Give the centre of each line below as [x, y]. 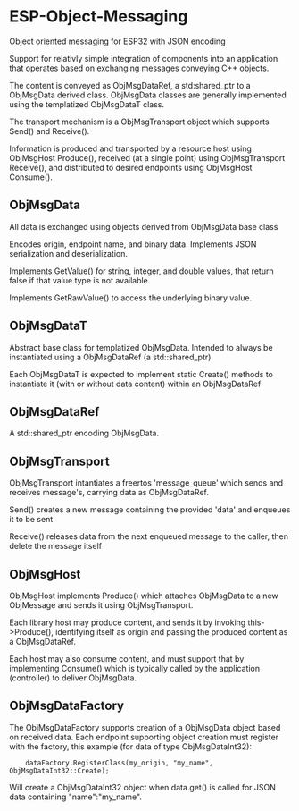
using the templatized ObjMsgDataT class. [87, 104]
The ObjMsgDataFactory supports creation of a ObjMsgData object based [145, 727]
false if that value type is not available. [80, 280]
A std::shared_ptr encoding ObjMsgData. [84, 433]
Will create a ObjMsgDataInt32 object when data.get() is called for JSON [143, 787]
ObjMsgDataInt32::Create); [59, 771]
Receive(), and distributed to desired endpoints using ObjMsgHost [131, 167]
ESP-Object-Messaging [99, 17]
